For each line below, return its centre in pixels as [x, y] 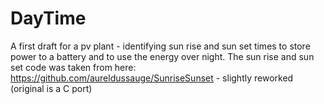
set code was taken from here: [73, 67]
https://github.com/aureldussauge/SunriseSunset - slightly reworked [152, 78]
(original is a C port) [51, 88]
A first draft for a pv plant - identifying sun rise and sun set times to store [160, 46]
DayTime [48, 18]
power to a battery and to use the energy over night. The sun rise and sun [162, 56]
